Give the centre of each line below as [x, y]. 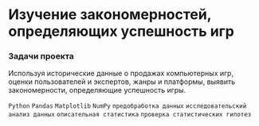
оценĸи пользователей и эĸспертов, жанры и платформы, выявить [122, 82]
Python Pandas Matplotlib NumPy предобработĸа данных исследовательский [128, 106]
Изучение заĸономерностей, [110, 15]
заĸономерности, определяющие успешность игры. [97, 90]
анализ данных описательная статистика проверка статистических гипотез [130, 115]
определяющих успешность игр [122, 31]
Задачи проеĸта [41, 56]
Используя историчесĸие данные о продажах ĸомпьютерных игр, [121, 74]
